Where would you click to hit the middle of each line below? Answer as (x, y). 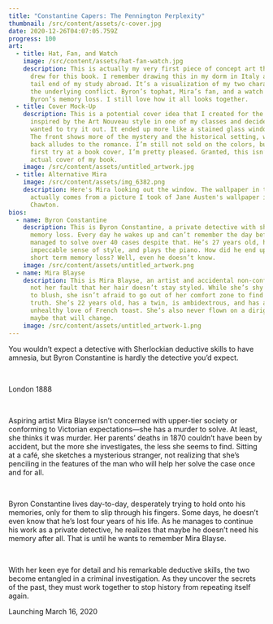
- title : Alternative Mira (61, 175)
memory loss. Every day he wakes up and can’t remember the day (141, 235)
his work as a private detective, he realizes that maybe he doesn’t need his (133, 530)
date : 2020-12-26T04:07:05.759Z (63, 31)
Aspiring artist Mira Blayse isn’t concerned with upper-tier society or (123, 420)
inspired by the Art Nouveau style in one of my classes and (136, 122)
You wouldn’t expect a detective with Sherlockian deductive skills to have (131, 349)
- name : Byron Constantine (61, 220)
